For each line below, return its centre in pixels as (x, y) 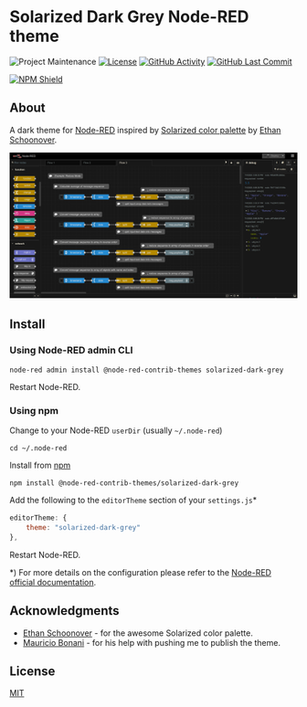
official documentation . (53, 582)
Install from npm (40, 465)
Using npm (34, 410)
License (32, 671)
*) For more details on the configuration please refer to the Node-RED (141, 572)
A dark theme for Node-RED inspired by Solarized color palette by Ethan (145, 130)
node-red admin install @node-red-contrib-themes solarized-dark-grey (147, 370)
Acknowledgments (65, 611)
